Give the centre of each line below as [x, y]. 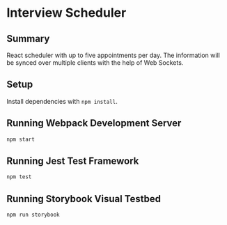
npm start [21, 139]
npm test [19, 177]
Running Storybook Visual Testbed [84, 199]
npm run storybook [33, 215]
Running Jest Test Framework [73, 161]
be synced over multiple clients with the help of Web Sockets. [95, 63]
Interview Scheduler [66, 13]
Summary [28, 39]
